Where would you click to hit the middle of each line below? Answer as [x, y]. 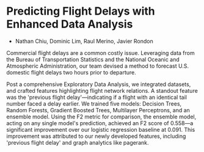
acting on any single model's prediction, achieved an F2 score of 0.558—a [100, 123]
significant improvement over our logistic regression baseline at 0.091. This [101, 129]
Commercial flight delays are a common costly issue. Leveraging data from [101, 52]
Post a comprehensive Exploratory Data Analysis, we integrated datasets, [99, 84]
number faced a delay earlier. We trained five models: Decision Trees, [94, 103]
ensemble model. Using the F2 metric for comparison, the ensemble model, [101, 117]
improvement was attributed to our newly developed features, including [96, 136]
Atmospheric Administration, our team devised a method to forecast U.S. [98, 66]
